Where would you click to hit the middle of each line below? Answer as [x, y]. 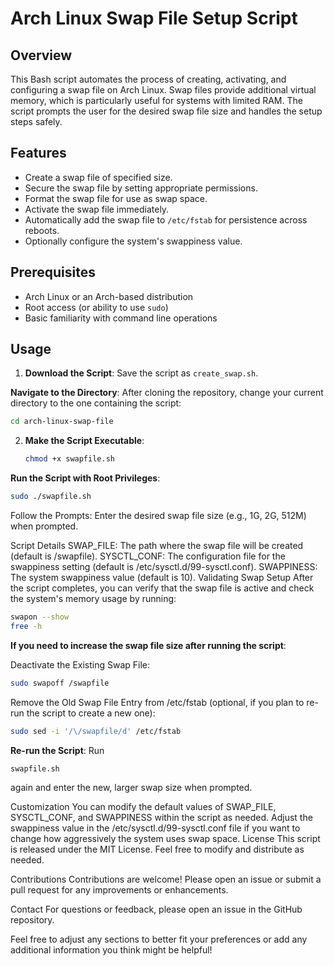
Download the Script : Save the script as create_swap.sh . [141, 373]
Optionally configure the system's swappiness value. [133, 241]
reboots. [42, 230]
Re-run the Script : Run [57, 750]
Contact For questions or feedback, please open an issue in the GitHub [156, 909]
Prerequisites [53, 272]
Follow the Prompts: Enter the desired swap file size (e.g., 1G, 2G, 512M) [158, 516]
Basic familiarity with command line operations [121, 318]
